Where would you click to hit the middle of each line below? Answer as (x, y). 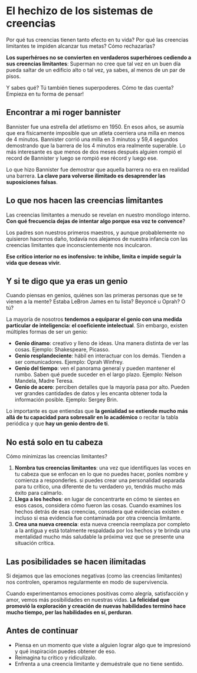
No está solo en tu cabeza (55, 442)
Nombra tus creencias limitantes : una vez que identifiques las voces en (103, 468)
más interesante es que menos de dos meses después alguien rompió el (94, 152)
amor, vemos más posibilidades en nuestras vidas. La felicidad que (88, 600)
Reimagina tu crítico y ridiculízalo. (56, 657)
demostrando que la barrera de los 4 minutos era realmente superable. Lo (96, 145)
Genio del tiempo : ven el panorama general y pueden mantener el (95, 368)
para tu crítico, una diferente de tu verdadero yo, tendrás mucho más (98, 487)
